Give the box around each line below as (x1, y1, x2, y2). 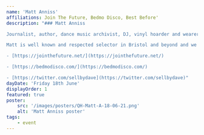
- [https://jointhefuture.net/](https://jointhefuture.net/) (6, 53, 165, 59)
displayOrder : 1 (6, 86, 47, 92)
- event (17, 120, 36, 126)
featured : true (6, 91, 45, 97)
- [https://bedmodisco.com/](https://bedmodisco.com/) (6, 64, 148, 70)
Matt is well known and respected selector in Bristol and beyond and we (6, 42, 197, 48)
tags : (6, 114, 20, 120)
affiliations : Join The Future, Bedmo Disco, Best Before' (6, 15, 159, 21)
